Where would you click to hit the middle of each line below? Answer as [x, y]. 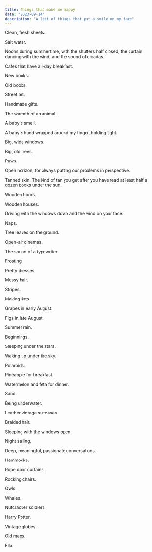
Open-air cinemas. [24, 242]
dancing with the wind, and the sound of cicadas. [55, 57]
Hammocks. [17, 460]
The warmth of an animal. [31, 114]
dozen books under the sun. [33, 185]
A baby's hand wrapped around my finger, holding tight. [61, 133]
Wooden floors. [21, 195]
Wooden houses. [22, 204]
